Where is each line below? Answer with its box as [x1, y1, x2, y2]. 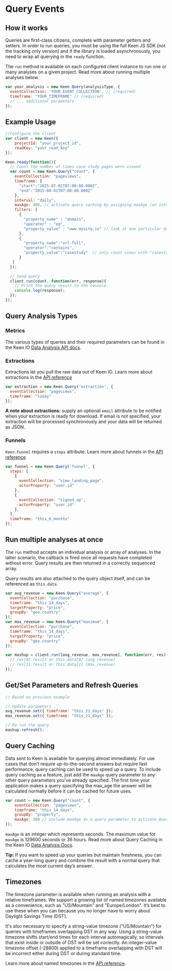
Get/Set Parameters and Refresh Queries [5, 681, 138, 690]
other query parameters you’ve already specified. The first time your [5, 777, 150, 783]
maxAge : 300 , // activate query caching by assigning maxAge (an [14, 202, 157, 208]
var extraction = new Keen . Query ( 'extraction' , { [5, 384, 114, 389]
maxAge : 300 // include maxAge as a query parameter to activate [14, 817, 157, 822]
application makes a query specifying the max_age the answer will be [5, 782, 152, 788]
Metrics [5, 327, 25, 334]
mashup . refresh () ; [5, 727, 45, 733]
